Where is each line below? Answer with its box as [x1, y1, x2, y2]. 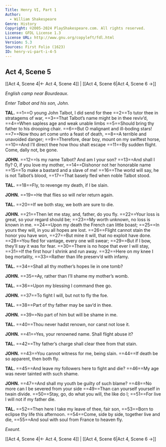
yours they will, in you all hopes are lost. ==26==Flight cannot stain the [5, 227, 151, 233]
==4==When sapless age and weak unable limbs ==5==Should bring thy [5, 120, 155, 126]
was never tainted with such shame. [5, 371, 79, 377]
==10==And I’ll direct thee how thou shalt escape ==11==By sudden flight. [5, 142, 157, 148]
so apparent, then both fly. [5, 356, 60, 362]
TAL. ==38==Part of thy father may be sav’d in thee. [5, 302, 113, 308]
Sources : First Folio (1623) [5, 44, 66, 49]
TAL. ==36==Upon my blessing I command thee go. [5, 283, 112, 289]
